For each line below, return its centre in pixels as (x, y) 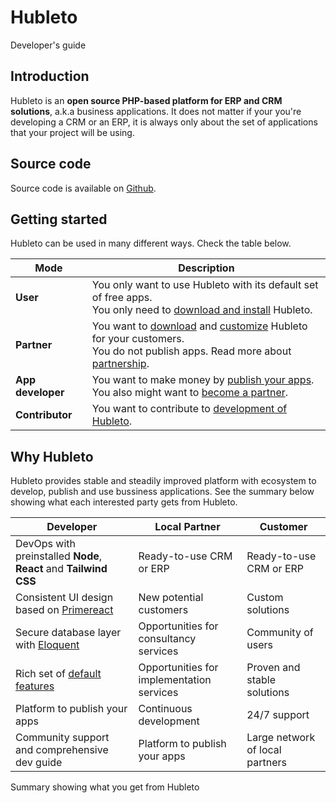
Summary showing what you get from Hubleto (105, 787)
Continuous (165, 709)
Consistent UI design (64, 598)
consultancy (167, 639)
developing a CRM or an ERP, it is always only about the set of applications (164, 122)
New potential (171, 598)
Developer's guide (48, 45)
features (35, 686)
